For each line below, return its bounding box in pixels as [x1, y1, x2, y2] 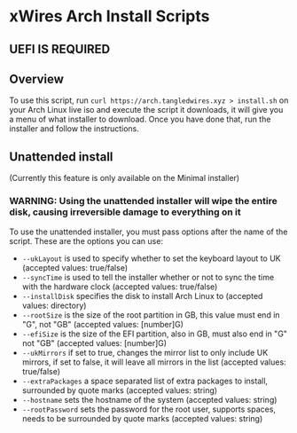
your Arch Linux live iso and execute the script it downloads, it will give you [9, 105, 284, 115]
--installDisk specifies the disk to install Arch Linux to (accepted [21, 290, 263, 301]
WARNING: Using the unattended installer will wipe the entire [9, 195, 277, 208]
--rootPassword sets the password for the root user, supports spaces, [21, 404, 277, 414]
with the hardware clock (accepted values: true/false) [21, 281, 218, 292]
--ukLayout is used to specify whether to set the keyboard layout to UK [21, 253, 281, 264]
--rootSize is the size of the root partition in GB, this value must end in [21, 309, 281, 320]
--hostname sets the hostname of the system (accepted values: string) [21, 394, 277, 405]
